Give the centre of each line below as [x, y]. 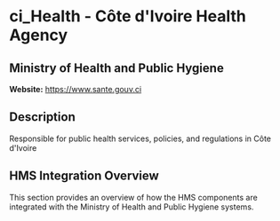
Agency [39, 35]
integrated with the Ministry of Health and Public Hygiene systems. [132, 207]
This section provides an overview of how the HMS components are [133, 197]
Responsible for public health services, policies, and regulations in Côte [140, 138]
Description [42, 117]
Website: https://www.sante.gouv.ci [76, 89]
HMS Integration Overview [84, 176]
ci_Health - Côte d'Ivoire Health [128, 16]
